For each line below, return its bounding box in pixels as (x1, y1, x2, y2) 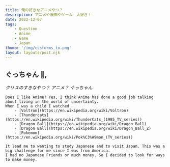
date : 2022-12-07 (5, 17, 42, 22)
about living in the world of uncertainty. (5, 99, 99, 104)
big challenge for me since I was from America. (5, 148, 110, 153)
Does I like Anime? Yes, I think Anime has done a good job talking (5, 95, 154, 100)
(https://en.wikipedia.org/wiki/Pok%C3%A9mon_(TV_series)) (5, 135, 133, 140)
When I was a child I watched (5, 104, 70, 109)
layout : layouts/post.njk (5, 50, 60, 55)
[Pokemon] (18, 130, 40, 135)
